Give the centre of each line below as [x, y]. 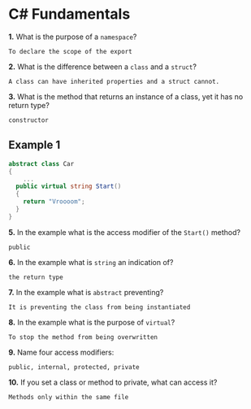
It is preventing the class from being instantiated [100, 307]
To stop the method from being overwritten [83, 337]
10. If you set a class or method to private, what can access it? [113, 382]
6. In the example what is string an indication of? [91, 262]
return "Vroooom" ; [54, 202]
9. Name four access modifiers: [61, 352]
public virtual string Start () [69, 187]
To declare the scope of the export [70, 51]
